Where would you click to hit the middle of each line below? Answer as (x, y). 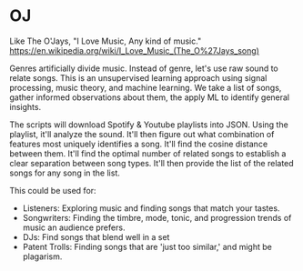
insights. (25, 106)
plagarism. (42, 256)
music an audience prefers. (74, 227)
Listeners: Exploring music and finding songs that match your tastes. (151, 208)
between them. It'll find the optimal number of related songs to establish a (148, 153)
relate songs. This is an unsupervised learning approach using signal (138, 77)
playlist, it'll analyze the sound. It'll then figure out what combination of (142, 134)
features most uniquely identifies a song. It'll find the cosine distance (139, 144)
